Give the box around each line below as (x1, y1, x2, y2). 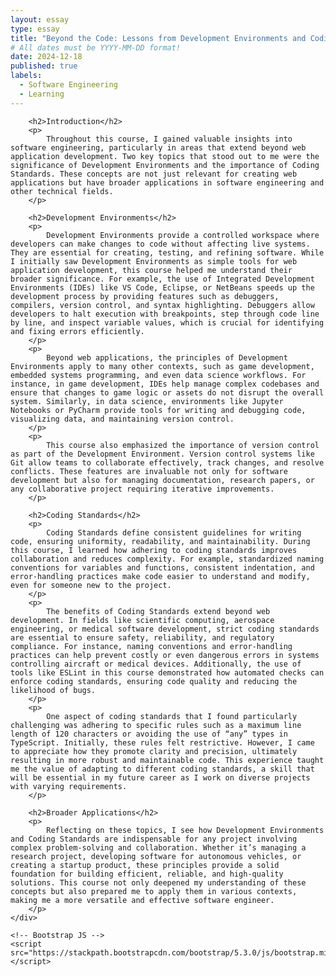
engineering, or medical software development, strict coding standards (10, 624, 320, 634)
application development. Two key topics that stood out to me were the (10, 151, 320, 161)
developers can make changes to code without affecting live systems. (10, 239, 311, 249)
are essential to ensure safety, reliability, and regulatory (10, 632, 275, 643)
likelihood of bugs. (10, 685, 97, 695)
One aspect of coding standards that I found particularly (46, 711, 298, 721)
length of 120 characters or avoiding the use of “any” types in (10, 729, 288, 739)
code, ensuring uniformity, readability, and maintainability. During (10, 536, 311, 546)
